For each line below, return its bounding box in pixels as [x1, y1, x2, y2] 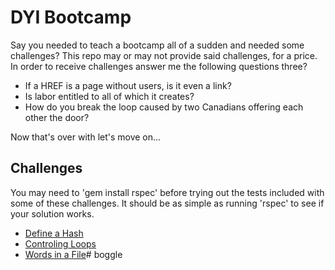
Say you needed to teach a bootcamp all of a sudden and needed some [10, 39, 305, 51]
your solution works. [10, 207, 95, 220]
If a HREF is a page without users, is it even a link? [24, 79, 232, 91]
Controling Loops [24, 237, 97, 250]
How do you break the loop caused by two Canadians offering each [24, 101, 304, 113]
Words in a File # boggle [24, 248, 123, 260]
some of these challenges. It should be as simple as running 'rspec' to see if [10, 197, 325, 209]
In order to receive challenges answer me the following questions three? [10, 60, 308, 72]
